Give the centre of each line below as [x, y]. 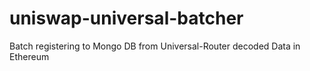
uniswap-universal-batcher [126, 18]
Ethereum [29, 56]
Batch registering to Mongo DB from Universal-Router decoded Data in [155, 46]
